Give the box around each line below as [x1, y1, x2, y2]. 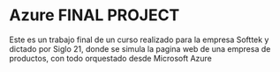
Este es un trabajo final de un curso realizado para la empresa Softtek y [9, 34, 269, 45]
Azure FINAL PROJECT [9, 5, 180, 25]
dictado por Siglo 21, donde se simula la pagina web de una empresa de [9, 43, 271, 54]
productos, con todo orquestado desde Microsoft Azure [9, 53, 212, 63]
